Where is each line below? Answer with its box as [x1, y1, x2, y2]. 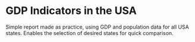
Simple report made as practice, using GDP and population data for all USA [5, 23, 190, 30]
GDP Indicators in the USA [5, 4, 137, 17]
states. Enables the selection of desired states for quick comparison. [5, 29, 174, 36]
